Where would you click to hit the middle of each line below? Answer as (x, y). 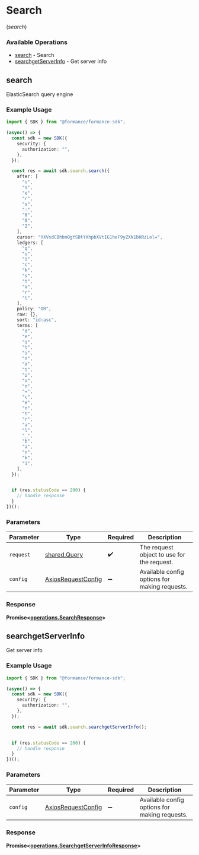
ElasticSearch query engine (40, 94)
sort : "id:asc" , (37, 320)
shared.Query (64, 555)
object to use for (162, 555)
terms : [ (28, 325)
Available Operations (37, 42)
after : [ (28, 177)
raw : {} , (28, 314)
